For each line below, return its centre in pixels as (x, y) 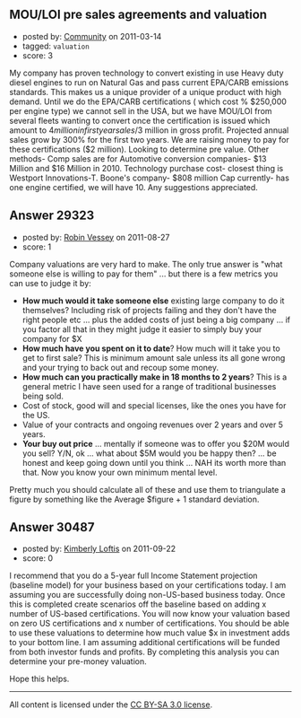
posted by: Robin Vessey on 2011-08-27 (96, 237)
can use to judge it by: (50, 283)
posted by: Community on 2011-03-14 (92, 36)
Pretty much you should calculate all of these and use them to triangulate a (148, 489)
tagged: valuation (56, 46)
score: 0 (38, 558)
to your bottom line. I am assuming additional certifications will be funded (145, 643)
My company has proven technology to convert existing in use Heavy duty (146, 73)
